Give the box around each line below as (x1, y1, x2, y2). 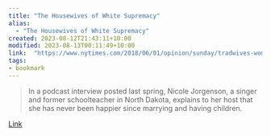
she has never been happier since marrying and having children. (27, 103, 243, 113)
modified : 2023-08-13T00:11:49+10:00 (8, 42, 135, 50)
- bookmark (8, 64, 45, 72)
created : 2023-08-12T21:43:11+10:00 (8, 34, 131, 43)
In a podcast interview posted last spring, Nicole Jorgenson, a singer (27, 86, 257, 96)
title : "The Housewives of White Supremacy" (8, 11, 161, 20)
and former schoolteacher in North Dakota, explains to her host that (27, 94, 253, 105)
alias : (8, 19, 31, 27)
